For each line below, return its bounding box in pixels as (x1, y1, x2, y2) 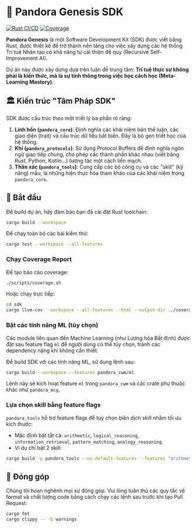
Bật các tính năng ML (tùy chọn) (6, 321, 99, 330)
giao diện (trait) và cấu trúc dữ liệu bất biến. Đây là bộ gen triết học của (14, 132, 187, 139)
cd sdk (6, 301, 22, 308)
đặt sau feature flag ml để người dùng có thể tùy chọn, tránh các (6, 341, 160, 348)
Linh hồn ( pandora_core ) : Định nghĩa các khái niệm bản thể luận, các (14, 126, 179, 133)
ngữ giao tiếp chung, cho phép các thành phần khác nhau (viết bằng (14, 150, 180, 157)
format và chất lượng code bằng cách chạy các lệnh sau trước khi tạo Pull (6, 493, 183, 500)
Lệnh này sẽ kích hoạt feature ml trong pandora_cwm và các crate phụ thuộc (6, 380, 185, 387)
